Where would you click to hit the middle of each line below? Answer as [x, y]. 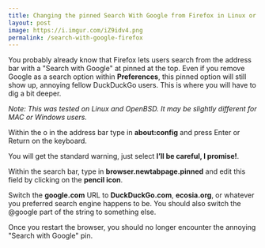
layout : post [30, 23]
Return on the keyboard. [47, 141]
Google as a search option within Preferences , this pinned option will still [127, 77]
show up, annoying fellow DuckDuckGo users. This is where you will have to [132, 85]
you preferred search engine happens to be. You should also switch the [125, 204]
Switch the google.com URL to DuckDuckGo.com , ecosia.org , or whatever [131, 195]
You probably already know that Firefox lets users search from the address [130, 60]
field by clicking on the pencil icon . [66, 180]
